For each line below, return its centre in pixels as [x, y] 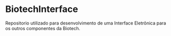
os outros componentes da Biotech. [43, 28]
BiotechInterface [42, 9]
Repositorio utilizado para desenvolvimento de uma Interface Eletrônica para [86, 23]
